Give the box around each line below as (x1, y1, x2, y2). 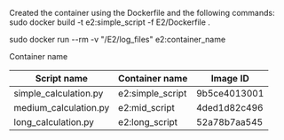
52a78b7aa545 (196, 116, 264, 128)
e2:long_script (118, 116, 178, 128)
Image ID (210, 73, 250, 84)
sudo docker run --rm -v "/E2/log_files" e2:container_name (9, 35, 226, 44)
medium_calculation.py (13, 102, 110, 113)
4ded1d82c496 (196, 102, 264, 113)
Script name (35, 73, 89, 84)
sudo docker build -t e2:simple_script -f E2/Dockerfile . (9, 17, 211, 27)
